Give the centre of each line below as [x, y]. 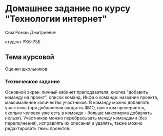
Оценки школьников [26, 69]
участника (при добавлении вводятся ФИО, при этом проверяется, [75, 108]
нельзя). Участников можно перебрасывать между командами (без [76, 118]
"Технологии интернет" [56, 19]
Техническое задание [32, 81]
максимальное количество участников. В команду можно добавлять [77, 102]
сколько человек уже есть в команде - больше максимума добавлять [79, 113]
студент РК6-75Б [23, 41]
